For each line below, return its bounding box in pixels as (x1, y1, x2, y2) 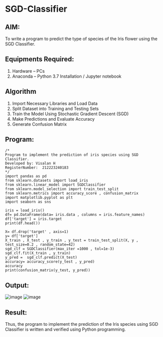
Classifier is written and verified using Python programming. (5, 326, 126, 333)
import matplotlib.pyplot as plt (5, 195, 73, 200)
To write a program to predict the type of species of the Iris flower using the (5, 36, 158, 42)
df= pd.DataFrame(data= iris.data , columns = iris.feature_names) (5, 212, 145, 217)
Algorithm (5, 87, 37, 96)
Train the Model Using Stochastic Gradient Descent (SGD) (12, 111, 129, 117)
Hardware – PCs (12, 68, 45, 74)
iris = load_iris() (5, 208, 45, 213)
